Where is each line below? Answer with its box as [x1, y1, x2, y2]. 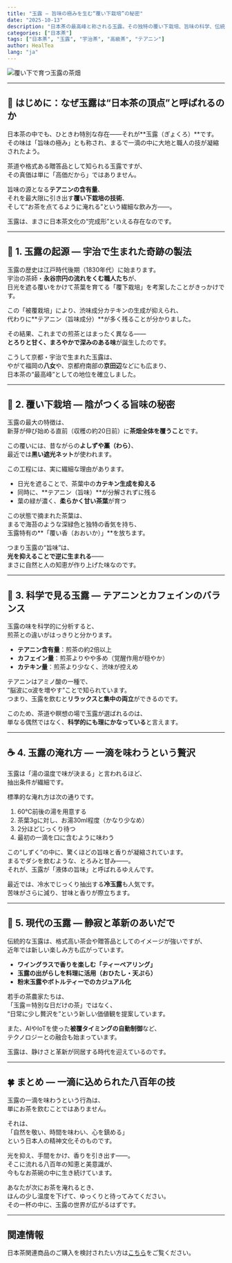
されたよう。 [7, 147, 43, 156]
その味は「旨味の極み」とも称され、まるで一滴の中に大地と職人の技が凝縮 [7, 138, 220, 147]
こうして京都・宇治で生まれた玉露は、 [7, 353, 116, 361]
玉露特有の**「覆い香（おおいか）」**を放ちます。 [7, 529, 149, 537]
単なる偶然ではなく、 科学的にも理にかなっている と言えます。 [7, 718, 182, 727]
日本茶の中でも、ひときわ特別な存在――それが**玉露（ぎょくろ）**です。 [7, 129, 218, 138]
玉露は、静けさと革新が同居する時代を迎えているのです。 [7, 1047, 170, 1056]
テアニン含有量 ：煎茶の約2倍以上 [17, 646, 113, 654]
